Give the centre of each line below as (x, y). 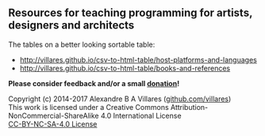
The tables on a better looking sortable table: (82, 44)
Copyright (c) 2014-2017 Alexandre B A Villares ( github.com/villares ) (120, 99)
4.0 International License (141, 115)
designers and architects (71, 26)
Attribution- (189, 107)
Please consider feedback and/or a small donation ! (94, 83)
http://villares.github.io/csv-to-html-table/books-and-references (125, 68)
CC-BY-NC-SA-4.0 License (53, 124)
